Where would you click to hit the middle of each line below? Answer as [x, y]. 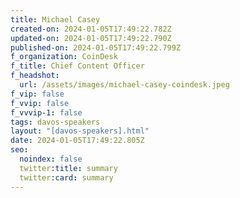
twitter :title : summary [68, 168]
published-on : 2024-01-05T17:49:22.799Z [96, 47]
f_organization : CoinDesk [64, 57]
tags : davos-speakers [55, 122]
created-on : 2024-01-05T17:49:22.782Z [91, 29]
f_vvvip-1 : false [46, 112]
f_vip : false [37, 94]
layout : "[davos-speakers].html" [80, 131]
